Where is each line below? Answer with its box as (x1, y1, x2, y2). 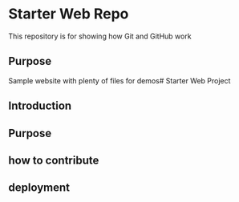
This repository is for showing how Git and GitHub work (8, 31, 192, 41)
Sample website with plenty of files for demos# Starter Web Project (8, 75, 231, 85)
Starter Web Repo (8, 5, 129, 23)
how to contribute (8, 153, 99, 167)
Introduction (8, 99, 72, 113)
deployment (8, 181, 71, 195)
